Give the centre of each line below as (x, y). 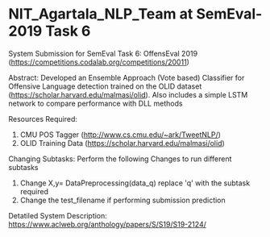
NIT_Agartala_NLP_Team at (101, 14)
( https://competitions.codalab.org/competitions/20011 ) (99, 62)
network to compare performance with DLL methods (96, 103)
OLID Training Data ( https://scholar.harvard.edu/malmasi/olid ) (123, 143)
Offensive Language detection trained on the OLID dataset (105, 86)
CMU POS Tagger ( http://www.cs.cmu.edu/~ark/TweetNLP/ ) (120, 135)
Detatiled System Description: (58, 215)
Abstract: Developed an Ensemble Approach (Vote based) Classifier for (127, 77)
